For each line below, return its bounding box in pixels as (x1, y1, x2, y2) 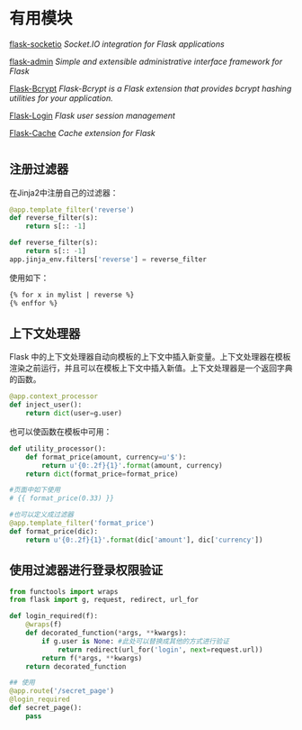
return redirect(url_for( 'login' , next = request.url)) (57, 645, 263, 654)
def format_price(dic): (9, 526, 99, 536)
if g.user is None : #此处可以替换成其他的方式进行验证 (41, 636, 229, 645)
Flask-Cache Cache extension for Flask (9, 127, 155, 138)
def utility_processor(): (9, 443, 106, 453)
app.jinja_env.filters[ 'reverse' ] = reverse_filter (9, 254, 207, 264)
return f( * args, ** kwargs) (41, 653, 143, 662)
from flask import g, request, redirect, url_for (9, 596, 200, 605)
